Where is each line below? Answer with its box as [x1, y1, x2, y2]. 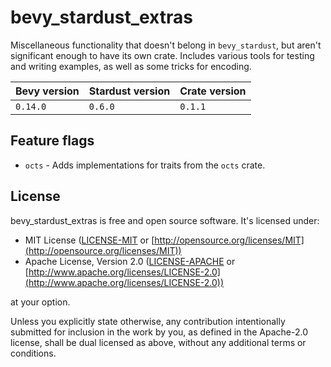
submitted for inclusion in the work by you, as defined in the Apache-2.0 [10, 326, 308, 338]
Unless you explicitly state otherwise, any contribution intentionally [10, 315, 286, 327]
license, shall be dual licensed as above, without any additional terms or [10, 336, 307, 348]
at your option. [10, 296, 71, 308]
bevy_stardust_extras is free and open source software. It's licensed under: [10, 214, 320, 226]
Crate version [179, 84, 247, 98]
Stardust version [88, 84, 171, 98]
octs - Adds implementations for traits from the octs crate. [24, 159, 266, 171]
